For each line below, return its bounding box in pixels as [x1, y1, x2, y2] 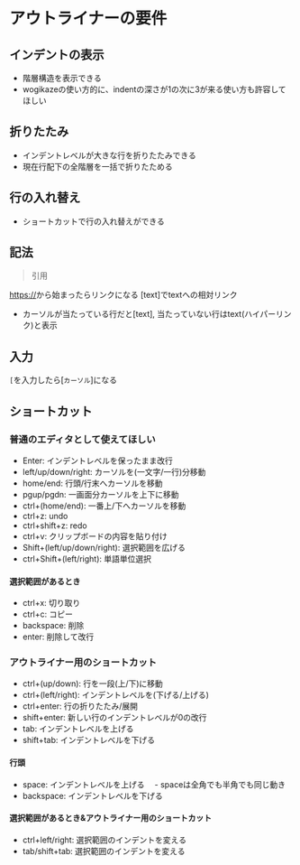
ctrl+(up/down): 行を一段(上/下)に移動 [22, 678, 164, 689]
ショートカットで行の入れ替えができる [22, 216, 165, 227]
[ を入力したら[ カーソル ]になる [9, 375, 117, 386]
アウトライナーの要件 [9, 8, 168, 29]
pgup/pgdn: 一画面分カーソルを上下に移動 [22, 488, 179, 499]
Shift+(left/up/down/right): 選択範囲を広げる [22, 542, 186, 553]
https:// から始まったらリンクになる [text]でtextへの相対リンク [9, 290, 238, 301]
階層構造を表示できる [22, 73, 102, 83]
